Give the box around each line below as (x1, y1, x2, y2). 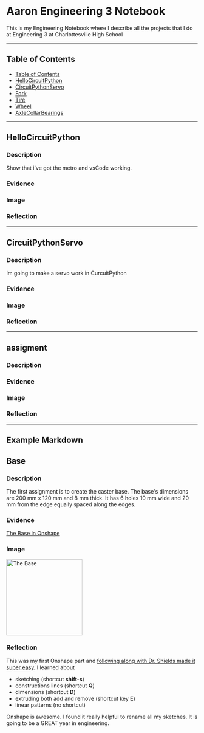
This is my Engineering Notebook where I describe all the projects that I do (6, 24, 193, 32)
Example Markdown (6, 435, 83, 446)
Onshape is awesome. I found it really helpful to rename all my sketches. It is (6, 713, 198, 720)
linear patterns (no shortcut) (15, 701, 86, 709)
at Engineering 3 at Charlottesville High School (6, 30, 123, 38)
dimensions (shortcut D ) (15, 688, 76, 695)
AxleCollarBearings (15, 109, 64, 116)
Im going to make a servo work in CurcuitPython (6, 269, 127, 277)
